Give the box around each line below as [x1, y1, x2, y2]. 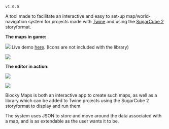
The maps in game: [5, 34, 47, 39]
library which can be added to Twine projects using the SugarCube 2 [5, 98, 149, 103]
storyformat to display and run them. [5, 103, 82, 109]
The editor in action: [5, 63, 49, 69]
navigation [5, 19, 27, 24]
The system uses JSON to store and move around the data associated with [5, 113, 162, 118]
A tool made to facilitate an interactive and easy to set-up [5, 13, 125, 19]
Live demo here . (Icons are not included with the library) [11, 44, 129, 50]
